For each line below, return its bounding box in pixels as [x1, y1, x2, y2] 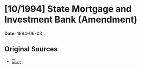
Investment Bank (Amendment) [4, 14, 138, 25]
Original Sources [4, 45, 58, 53]
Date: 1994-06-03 [4, 30, 43, 36]
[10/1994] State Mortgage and [4, 3, 132, 15]
